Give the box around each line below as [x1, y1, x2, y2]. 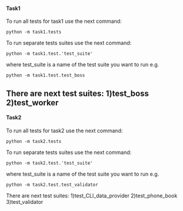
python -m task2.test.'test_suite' [6, 160, 93, 166]
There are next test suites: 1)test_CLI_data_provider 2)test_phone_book [6, 192, 178, 199]
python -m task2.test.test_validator [6, 182, 99, 187]
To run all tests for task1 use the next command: [6, 18, 122, 25]
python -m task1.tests [6, 29, 62, 35]
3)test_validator [6, 198, 43, 205]
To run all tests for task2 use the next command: [6, 127, 123, 134]
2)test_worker [6, 98, 59, 108]
